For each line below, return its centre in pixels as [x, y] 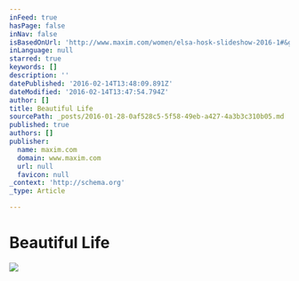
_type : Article [37, 191]
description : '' [39, 76]
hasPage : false [37, 26]
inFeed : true [33, 17]
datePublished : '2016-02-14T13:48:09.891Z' [91, 84]
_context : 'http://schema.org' [67, 183]
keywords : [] [33, 68]
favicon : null [43, 174]
